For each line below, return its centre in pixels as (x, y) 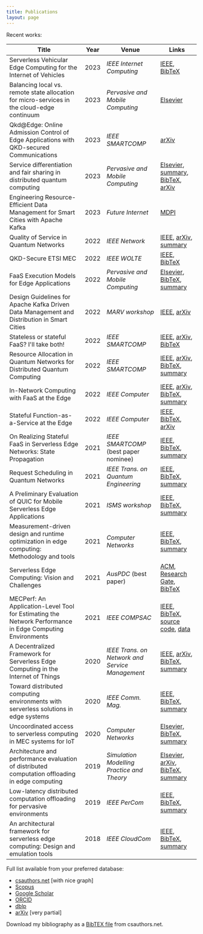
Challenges (25, 585)
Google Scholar (34, 893)
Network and (125, 657)
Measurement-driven (40, 526)
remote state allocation (42, 92)
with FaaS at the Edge (40, 398)
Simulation (122, 755)
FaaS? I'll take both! (37, 344)
